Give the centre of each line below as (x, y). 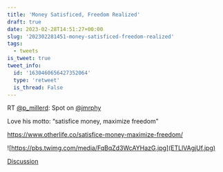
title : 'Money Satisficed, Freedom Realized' (74, 15)
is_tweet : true (29, 59)
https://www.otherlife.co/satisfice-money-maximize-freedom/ (95, 135)
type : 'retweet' (37, 80)
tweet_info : (24, 66)
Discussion (23, 162)
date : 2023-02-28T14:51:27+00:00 (55, 29)
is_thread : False (38, 87)
